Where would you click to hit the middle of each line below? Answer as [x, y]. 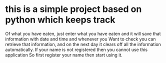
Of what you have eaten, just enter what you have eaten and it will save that [83, 33]
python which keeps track [60, 20]
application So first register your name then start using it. [64, 55]
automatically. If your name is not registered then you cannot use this [76, 49]
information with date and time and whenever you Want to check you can [80, 39]
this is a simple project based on [73, 9]
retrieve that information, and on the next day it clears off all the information [83, 44]
